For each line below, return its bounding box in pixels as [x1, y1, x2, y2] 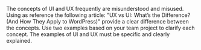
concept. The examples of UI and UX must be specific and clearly [6, 31, 170, 38]
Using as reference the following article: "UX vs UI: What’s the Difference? [6, 11, 191, 19]
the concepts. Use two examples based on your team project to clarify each [6, 24, 195, 31]
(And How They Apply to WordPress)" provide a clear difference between [6, 18, 189, 25]
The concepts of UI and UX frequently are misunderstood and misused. [6, 5, 184, 12]
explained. [6, 37, 32, 44]
